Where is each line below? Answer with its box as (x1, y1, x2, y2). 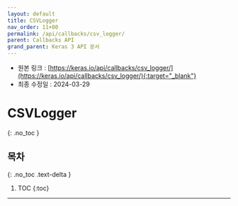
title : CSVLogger (7, 17, 59, 24)
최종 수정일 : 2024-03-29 (17, 80, 90, 88)
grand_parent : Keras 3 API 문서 (7, 43, 101, 50)
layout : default (7, 10, 55, 18)
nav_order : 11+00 (7, 23, 59, 30)
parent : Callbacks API (7, 37, 74, 44)
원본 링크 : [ (17, 64, 51, 71)
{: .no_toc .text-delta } (7, 170, 72, 178)
